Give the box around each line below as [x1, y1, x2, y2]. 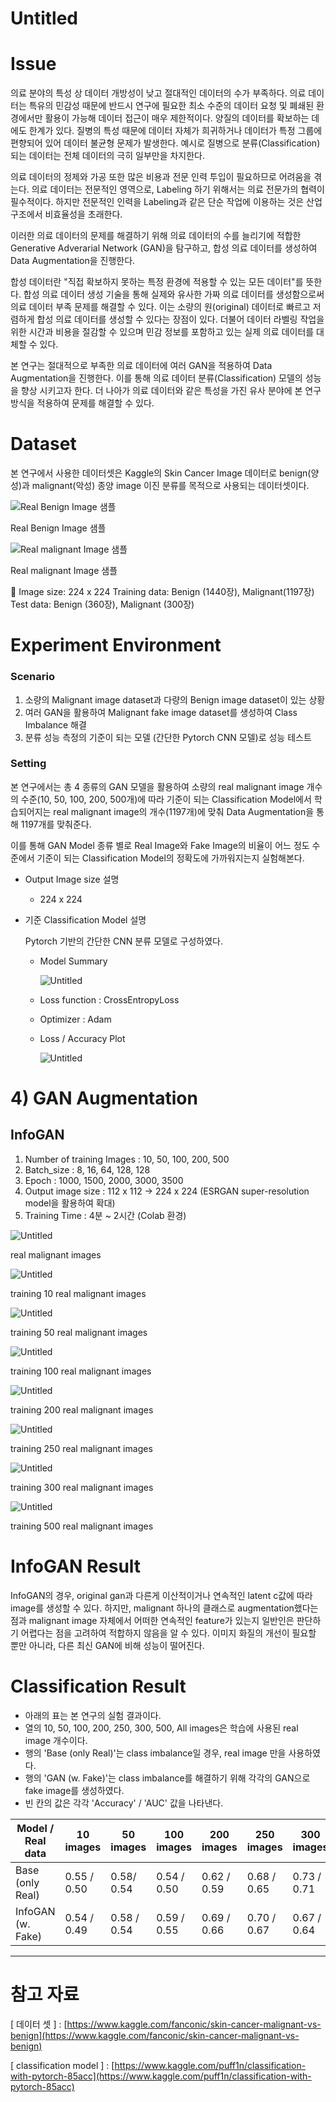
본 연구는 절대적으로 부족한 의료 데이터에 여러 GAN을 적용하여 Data [10, 360, 273, 372]
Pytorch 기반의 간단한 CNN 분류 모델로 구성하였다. [24, 935, 224, 947]
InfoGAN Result [10, 1555, 142, 1578]
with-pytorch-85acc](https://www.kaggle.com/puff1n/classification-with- [10, 2070, 312, 2082]
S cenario [10, 670, 55, 684]
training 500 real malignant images [10, 1520, 154, 1532]
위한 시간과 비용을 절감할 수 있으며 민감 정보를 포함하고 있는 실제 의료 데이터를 [10, 326, 315, 338]
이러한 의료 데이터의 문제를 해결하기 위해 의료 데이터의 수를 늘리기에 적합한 [10, 230, 302, 242]
